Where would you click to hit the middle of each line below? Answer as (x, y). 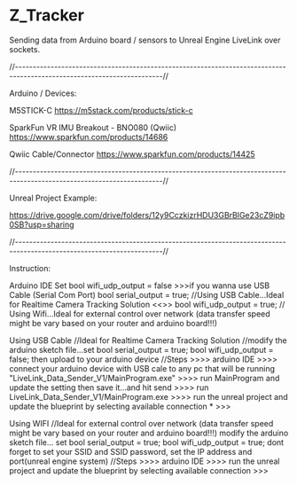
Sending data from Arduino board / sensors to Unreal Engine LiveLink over (145, 40)
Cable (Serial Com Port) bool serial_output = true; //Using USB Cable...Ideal (147, 294)
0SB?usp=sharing (42, 224)
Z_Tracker (47, 16)
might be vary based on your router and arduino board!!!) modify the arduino (149, 433)
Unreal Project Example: (53, 198)
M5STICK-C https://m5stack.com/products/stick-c (101, 110)
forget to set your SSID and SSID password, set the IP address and (131, 451)
